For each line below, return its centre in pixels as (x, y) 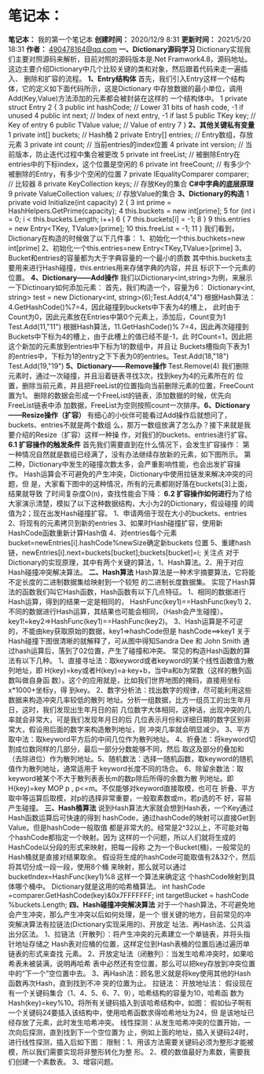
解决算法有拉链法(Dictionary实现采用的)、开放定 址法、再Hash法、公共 (129, 924)
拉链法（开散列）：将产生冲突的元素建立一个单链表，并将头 (148, 934)
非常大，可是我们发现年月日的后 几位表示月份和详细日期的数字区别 (136, 719)
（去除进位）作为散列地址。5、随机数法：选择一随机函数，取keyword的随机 (131, 758)
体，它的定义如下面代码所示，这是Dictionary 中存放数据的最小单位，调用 (126, 88)
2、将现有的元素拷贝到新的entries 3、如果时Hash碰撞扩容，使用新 (115, 522)
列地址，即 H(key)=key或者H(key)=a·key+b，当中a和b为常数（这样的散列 (126, 670)
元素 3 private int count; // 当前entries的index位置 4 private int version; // (126, 144)
